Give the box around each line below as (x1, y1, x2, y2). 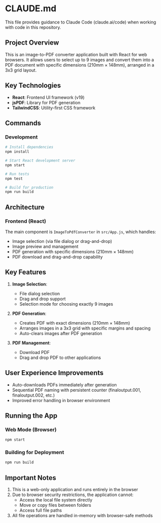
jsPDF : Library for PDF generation (12, 99, 81, 105)
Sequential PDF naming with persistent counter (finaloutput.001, (12, 387, 141, 393)
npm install (5, 149, 29, 154)
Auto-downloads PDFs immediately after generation (12, 381, 117, 387)
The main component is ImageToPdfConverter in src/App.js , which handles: (5, 229, 157, 235)
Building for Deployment (5, 449, 65, 456)
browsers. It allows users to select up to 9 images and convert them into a (5, 57, 154, 63)
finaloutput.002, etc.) (12, 392, 55, 398)
